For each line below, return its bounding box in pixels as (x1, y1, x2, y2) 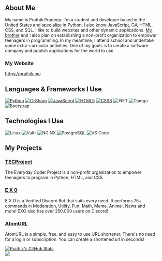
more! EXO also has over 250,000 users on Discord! (5, 208, 108, 214)
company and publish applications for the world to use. (5, 48, 115, 53)
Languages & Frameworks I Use (5, 85, 102, 93)
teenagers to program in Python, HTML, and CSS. (5, 175, 104, 180)
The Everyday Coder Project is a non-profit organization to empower (5, 169, 142, 175)
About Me (5, 4, 35, 12)
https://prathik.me (5, 71, 41, 77)
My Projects (5, 144, 42, 152)
